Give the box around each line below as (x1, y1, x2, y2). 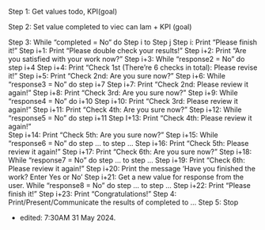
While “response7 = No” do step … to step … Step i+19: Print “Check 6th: (8, 155, 245, 165)
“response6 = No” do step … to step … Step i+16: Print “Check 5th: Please (8, 139, 249, 148)
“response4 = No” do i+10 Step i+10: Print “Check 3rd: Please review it (8, 97, 239, 105)
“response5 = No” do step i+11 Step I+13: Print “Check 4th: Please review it (8, 113, 252, 122)
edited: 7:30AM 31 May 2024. (19, 213, 116, 222)
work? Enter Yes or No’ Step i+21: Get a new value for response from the (8, 172, 244, 182)
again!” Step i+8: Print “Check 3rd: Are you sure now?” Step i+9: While (8, 88, 239, 98)
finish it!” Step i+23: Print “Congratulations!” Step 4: (8, 190, 177, 198)
